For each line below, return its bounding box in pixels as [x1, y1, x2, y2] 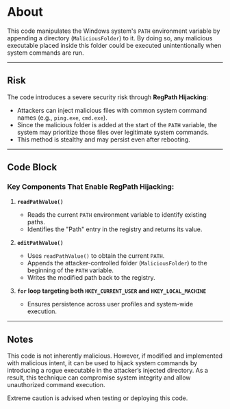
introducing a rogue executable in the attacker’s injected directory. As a [7, 367, 209, 375]
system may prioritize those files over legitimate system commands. [16, 128, 209, 136]
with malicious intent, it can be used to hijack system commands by [7, 359, 198, 367]
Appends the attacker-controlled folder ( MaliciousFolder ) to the [27, 259, 207, 267]
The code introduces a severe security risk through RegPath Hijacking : [7, 93, 209, 101]
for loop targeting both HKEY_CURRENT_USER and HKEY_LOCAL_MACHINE [16, 287, 207, 295]
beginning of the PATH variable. [27, 266, 114, 274]
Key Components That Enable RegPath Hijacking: [7, 182, 175, 192]
